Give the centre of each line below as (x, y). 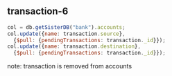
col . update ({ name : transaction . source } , (67, 34)
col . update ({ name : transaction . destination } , (74, 47)
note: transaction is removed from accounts (70, 66)
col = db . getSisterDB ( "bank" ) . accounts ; (67, 27)
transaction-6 (38, 11)
